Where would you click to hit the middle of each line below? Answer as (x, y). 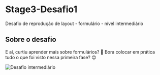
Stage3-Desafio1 (41, 9)
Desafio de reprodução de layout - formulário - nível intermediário (74, 23)
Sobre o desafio (31, 40)
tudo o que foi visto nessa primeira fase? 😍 (51, 57)
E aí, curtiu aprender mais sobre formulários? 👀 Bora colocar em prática (80, 52)
